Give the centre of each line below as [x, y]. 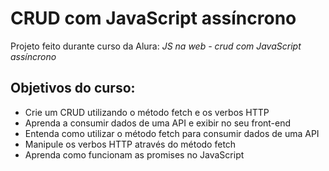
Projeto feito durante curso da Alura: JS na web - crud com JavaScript [156, 46]
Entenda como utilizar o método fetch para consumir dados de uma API [172, 133]
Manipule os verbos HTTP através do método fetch [130, 144]
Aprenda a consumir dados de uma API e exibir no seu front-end [158, 123]
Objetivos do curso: [73, 88]
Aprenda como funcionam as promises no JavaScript [134, 154]
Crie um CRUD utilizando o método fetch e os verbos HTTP [147, 112]
